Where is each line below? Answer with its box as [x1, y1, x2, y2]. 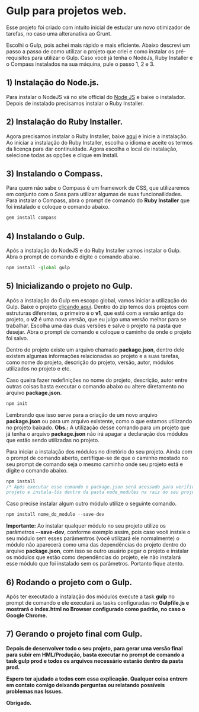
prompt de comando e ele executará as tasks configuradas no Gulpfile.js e [6, 599, 190, 606]
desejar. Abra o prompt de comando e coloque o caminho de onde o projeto [6, 328, 192, 336]
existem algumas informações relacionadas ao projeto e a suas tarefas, [6, 352, 180, 359]
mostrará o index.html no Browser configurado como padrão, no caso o [6, 605, 185, 612]
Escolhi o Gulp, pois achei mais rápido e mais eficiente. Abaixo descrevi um [6, 41, 191, 49]
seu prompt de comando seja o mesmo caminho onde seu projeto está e [6, 461, 184, 468]
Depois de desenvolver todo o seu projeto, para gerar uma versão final [6, 644, 183, 652]
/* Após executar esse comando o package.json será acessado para [6, 484, 174, 490]
